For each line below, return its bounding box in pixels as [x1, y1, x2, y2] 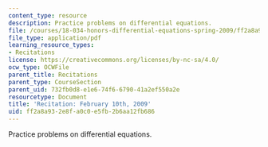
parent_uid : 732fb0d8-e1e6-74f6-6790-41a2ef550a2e [8, 85, 180, 94]
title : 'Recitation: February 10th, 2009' [8, 100, 152, 108]
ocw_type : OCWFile [8, 64, 69, 72]
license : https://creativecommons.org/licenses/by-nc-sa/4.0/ [8, 56, 219, 64]
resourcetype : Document [8, 93, 88, 101]
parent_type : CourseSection [8, 78, 102, 86]
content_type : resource [8, 11, 88, 20]
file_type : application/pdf [8, 33, 102, 42]
